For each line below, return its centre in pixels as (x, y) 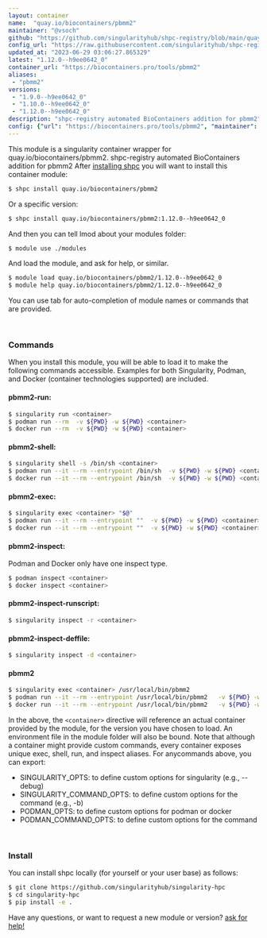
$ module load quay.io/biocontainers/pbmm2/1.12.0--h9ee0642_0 (115, 278)
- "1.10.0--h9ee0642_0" (51, 104)
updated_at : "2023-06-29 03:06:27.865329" (79, 52)
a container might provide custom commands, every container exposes (125, 745)
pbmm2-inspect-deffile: (49, 638)
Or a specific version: (43, 204)
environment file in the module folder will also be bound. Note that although (132, 736)
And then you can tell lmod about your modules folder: (97, 234)
